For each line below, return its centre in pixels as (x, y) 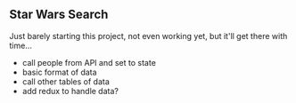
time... (21, 45)
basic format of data (59, 72)
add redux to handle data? (70, 91)
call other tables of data (66, 81)
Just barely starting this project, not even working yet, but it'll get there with (148, 36)
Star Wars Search (59, 15)
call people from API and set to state (89, 62)
